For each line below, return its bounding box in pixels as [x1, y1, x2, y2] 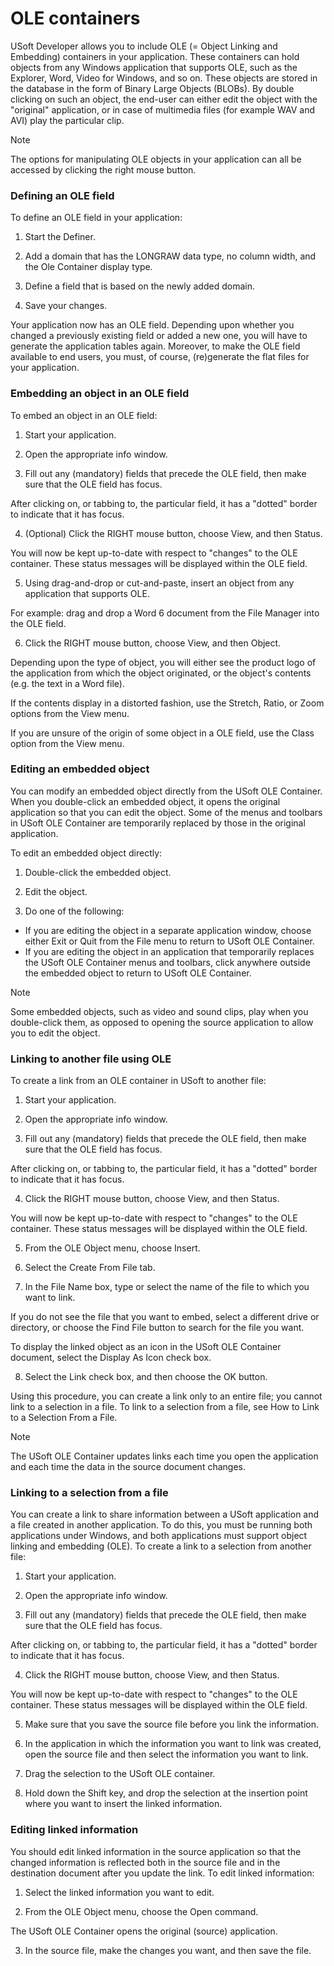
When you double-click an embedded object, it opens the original [10, 795, 281, 807]
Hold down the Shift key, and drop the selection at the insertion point [24, 1787, 308, 1799]
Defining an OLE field [10, 188, 115, 202]
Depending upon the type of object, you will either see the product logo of [10, 656, 317, 668]
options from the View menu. [10, 707, 130, 719]
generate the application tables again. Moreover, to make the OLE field [10, 340, 301, 352]
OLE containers [10, 7, 141, 30]
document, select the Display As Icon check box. [10, 1352, 212, 1364]
